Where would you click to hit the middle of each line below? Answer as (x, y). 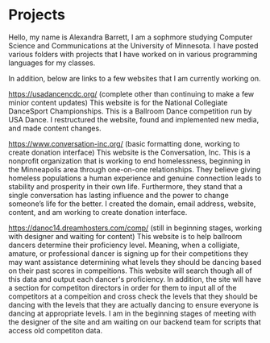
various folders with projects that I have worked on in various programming (133, 54)
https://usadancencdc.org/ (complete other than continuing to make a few (131, 93)
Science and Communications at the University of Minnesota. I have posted (133, 45)
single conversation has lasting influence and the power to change (119, 195)
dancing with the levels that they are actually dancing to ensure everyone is (134, 304)
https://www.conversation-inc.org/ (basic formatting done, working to (124, 143)
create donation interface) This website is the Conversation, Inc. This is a (130, 152)
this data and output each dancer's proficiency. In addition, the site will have (135, 279)
